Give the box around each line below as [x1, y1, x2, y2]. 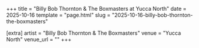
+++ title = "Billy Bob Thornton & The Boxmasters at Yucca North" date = [6, 5, 187, 12]
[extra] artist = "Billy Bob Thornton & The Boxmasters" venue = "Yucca [6, 29, 182, 37]
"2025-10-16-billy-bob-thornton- [111, 11, 194, 19]
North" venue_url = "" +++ [6, 36, 72, 43]
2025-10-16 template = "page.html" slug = [6, 11, 111, 19]
